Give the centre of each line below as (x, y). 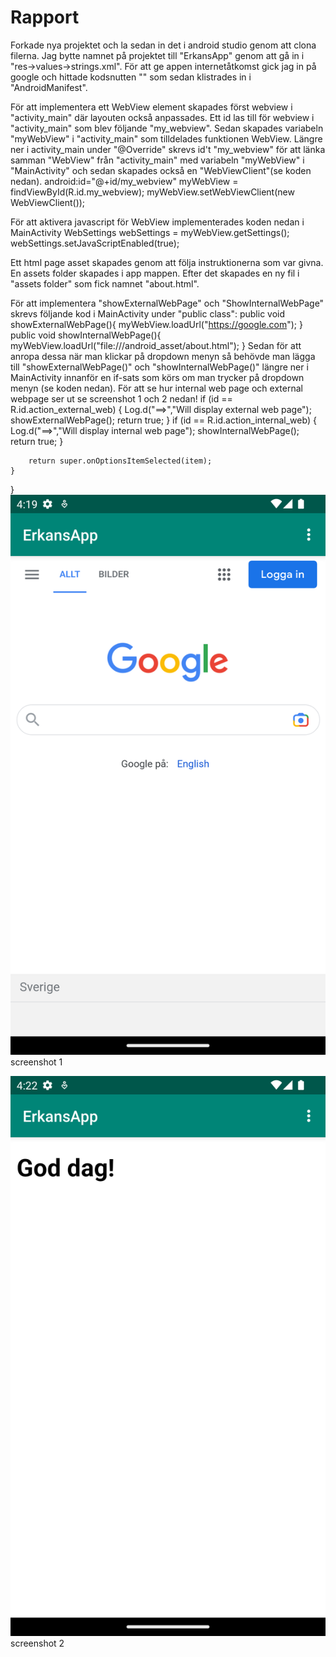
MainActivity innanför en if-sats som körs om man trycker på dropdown (157, 377)
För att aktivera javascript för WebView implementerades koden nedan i (157, 222)
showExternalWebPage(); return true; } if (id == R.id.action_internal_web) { (163, 420)
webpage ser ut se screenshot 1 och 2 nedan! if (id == (121, 398)
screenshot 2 (37, 1643)
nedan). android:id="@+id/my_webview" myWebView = (124, 181)
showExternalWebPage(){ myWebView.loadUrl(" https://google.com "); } (156, 324)
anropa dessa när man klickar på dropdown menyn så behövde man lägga (163, 356)
